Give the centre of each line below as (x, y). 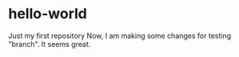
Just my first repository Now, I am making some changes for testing (120, 36)
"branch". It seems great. (50, 44)
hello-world (48, 14)
